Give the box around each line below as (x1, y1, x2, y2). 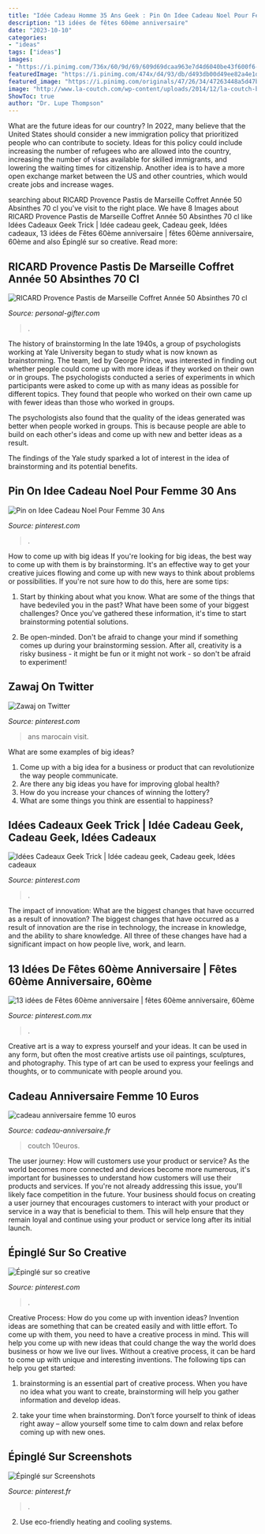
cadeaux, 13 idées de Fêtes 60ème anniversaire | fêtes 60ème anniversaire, (8, 229, 254, 238)
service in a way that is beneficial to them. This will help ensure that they (8, 1207, 244, 1215)
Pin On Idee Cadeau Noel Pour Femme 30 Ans (8, 484, 237, 498)
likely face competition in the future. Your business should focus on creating (8, 1190, 256, 1199)
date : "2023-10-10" (8, 26, 73, 34)
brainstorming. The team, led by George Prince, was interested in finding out (8, 356, 257, 365)
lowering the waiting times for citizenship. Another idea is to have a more (8, 163, 245, 173)
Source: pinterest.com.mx (8, 1011, 92, 1021)
